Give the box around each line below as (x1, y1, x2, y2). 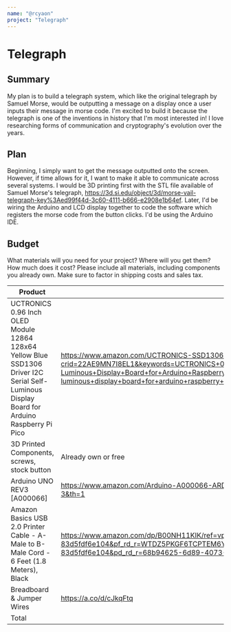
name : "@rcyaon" (7, 10, 54, 17)
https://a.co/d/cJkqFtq (60, 593, 133, 603)
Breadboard (10, 585, 49, 595)
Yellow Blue (10, 351, 48, 360)
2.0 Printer (10, 522, 45, 531)
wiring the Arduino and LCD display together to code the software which (7, 203, 212, 212)
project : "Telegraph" (7, 17, 69, 23)
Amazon (10, 504, 38, 514)
